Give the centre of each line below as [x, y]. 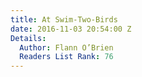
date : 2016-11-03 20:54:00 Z [71, 29]
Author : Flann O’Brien [66, 47]
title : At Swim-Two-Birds [64, 19]
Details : [28, 38]
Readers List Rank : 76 [66, 57]
